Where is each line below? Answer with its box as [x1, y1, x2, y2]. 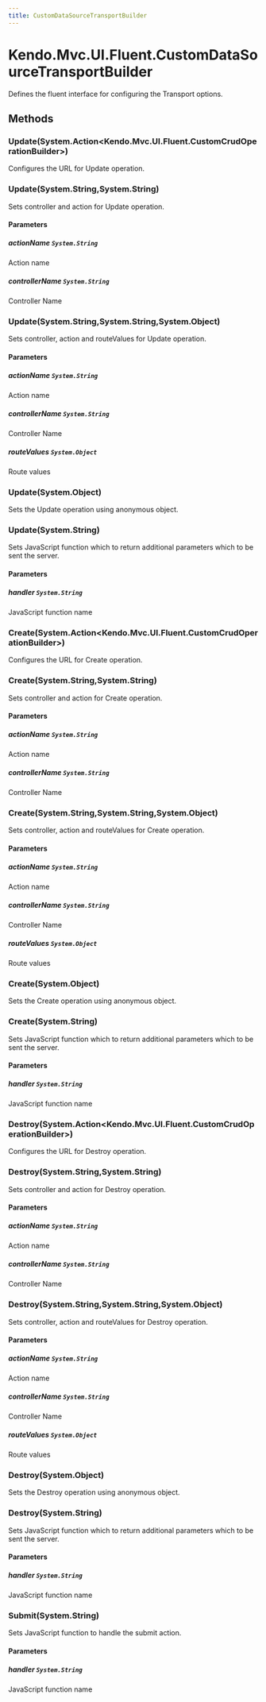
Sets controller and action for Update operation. [8, 202, 165, 211]
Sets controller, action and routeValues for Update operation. [8, 334, 206, 344]
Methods [8, 112, 54, 125]
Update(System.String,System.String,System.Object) [8, 316, 221, 326]
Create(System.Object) [8, 978, 100, 989]
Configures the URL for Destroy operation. [8, 1147, 147, 1156]
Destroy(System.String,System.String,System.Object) [8, 1299, 223, 1310]
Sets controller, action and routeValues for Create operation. [8, 825, 205, 835]
